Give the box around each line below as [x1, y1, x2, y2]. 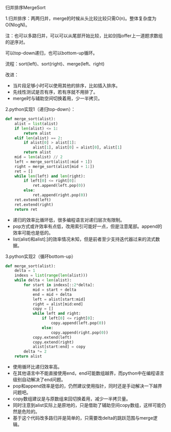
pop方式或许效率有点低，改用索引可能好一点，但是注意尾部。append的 [12, 223, 162, 229]
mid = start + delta [32, 287, 77, 292]
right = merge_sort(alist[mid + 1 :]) [14, 164, 95, 169]
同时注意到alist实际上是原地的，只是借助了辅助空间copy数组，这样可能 [12, 402, 162, 408]
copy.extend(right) [32, 339, 74, 344]
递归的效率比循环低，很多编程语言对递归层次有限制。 [12, 217, 125, 223]
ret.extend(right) [14, 202, 54, 207]
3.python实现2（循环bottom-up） [5, 253, 76, 260]
